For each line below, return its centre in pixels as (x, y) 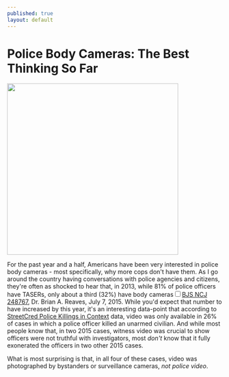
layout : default (30, 20)
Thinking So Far (53, 68)
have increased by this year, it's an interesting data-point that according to (112, 309)
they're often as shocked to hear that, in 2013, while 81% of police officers (112, 287)
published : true (30, 13)
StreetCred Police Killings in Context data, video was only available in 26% (112, 317)
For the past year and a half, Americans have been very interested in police (113, 265)
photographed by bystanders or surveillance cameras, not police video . (108, 366)
